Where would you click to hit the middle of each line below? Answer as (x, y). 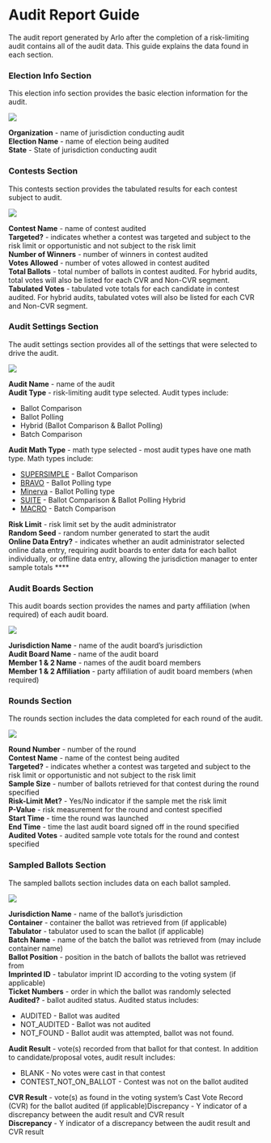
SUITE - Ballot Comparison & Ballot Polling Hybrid (103, 499)
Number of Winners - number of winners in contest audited (108, 254)
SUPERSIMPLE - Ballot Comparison (79, 474)
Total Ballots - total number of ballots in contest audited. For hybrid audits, (133, 271)
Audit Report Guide (74, 15)
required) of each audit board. (59, 614)
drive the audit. (34, 353)
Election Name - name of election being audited (89, 141)
